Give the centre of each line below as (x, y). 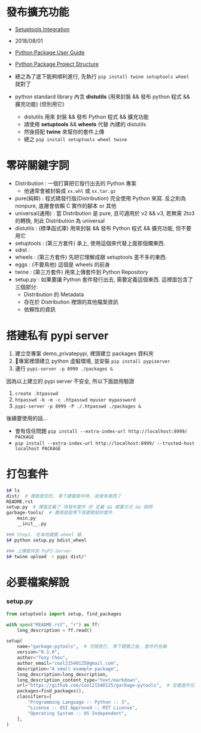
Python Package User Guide (50, 52)
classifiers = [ (34, 697)
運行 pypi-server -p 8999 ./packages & (64, 368)
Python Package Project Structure (57, 64)
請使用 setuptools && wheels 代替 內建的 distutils (85, 124)
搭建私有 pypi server (57, 336)
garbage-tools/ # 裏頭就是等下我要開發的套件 (59, 513)
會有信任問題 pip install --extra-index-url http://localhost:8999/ (101, 431)
